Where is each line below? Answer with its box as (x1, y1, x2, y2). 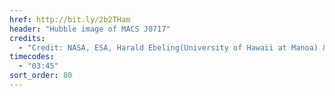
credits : (9, 33, 46, 43)
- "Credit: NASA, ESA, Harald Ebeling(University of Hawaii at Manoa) (18, 42, 319, 53)
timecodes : (9, 52, 55, 62)
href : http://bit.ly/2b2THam (9, 14, 131, 25)
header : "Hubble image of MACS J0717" (9, 24, 171, 34)
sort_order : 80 (9, 71, 73, 81)
